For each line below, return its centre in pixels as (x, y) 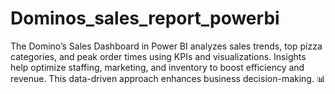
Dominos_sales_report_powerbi (145, 18)
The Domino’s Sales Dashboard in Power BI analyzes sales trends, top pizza (166, 46)
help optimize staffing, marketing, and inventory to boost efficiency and (157, 67)
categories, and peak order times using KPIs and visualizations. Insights (158, 56)
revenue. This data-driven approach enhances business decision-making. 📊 (168, 78)
